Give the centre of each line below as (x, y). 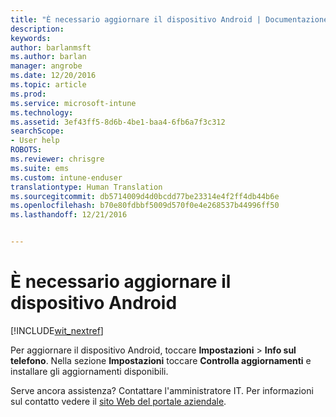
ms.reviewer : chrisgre (57, 159)
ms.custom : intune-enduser (66, 177)
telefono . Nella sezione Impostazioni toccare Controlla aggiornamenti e (161, 360)
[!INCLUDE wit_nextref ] (57, 330)
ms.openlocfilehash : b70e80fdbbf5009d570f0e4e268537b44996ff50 (145, 206)
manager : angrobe (46, 66)
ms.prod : (28, 94)
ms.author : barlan (48, 57)
